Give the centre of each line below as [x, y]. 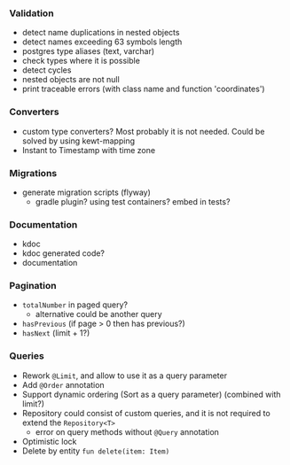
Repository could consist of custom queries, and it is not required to [146, 413]
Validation [32, 13]
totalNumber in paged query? [75, 305]
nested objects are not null [71, 80]
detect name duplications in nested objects [101, 33]
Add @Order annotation [63, 384]
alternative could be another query [98, 314]
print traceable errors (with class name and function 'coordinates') [143, 89]
